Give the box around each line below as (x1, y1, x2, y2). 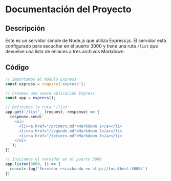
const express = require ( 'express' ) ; (5, 81, 86, 86)
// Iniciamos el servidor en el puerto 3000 (5, 157, 102, 162)
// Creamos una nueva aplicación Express (5, 90, 95, 96)
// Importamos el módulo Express (5, 77, 77, 82)
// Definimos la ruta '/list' (5, 105, 70, 110)
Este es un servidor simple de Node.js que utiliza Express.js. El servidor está (5, 37, 166, 43)
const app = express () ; (5, 96, 56, 101)
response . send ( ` (10, 114, 45, 120)
